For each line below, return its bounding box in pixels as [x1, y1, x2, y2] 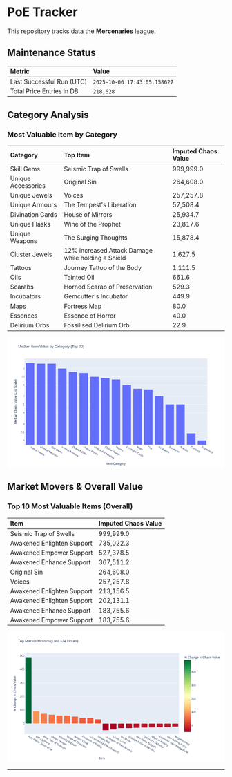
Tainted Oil [64, 273, 95, 281]
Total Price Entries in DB [10, 87, 79, 95]
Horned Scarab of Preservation [64, 282, 153, 291]
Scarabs [10, 282, 35, 291]
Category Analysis [7, 108, 90, 121]
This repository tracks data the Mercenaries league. [7, 27, 157, 35]
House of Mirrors [64, 210, 113, 218]
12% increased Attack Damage [64, 247, 153, 255]
